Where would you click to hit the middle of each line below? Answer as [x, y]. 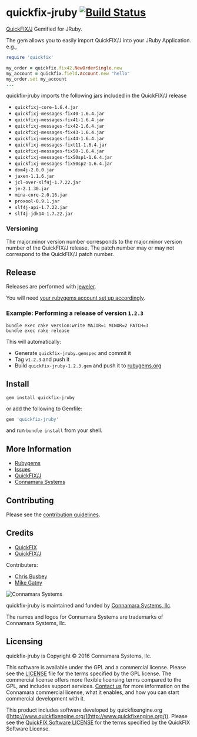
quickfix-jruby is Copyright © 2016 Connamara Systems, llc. [79, 656]
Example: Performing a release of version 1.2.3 [75, 313]
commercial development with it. [46, 698]
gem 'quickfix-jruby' [33, 419]
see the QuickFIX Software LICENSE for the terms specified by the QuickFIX [98, 722]
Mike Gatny [29, 582]
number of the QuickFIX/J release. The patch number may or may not [90, 248]
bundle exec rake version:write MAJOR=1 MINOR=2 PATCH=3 [77, 326]
